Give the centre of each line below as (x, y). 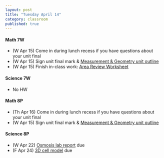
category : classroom (27, 19)
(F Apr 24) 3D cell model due (42, 150)
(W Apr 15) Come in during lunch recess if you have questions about (83, 51)
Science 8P (17, 134)
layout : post (19, 10)
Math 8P (14, 101)
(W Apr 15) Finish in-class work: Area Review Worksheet (70, 67)
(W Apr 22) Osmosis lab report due (48, 145)
